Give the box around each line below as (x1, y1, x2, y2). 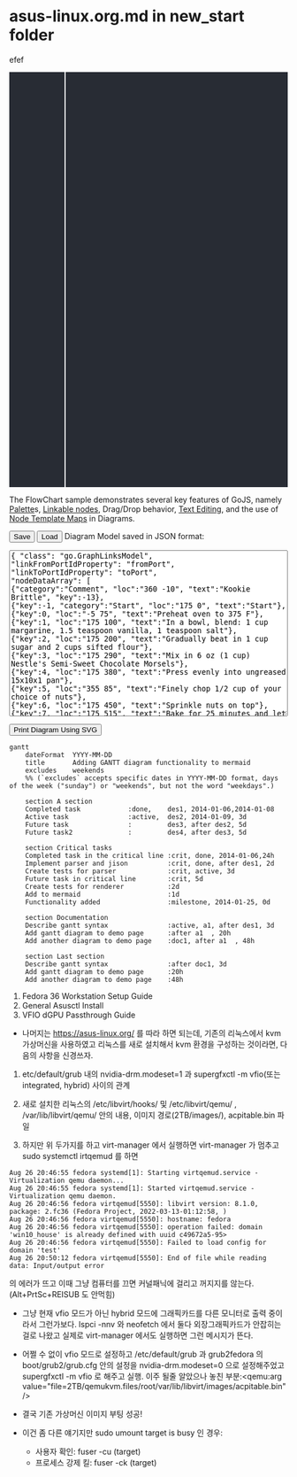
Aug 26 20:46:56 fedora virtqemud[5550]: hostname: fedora (9, 1215, 232, 1224)
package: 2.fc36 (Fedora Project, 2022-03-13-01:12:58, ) (9, 1207, 227, 1216)
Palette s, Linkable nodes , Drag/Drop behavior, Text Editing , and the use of (9, 503, 278, 514)
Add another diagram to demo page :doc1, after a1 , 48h (25, 936, 255, 945)
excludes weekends (25, 766, 104, 775)
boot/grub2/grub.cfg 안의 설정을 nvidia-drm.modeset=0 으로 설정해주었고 (21, 1359, 285, 1370)
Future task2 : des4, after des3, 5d (25, 828, 247, 837)
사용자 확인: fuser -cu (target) (34, 1446, 141, 1457)
